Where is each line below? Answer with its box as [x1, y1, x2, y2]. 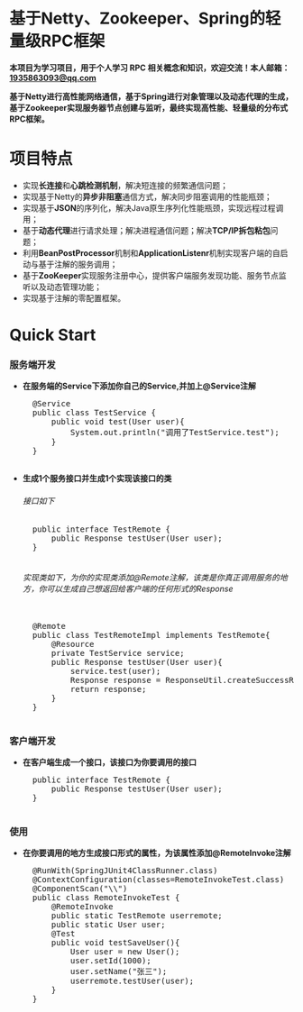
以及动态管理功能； [30, 281, 102, 292]
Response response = [70, 675, 161, 685]
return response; [70, 684, 147, 694]
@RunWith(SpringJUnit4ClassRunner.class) [32, 866, 218, 876]
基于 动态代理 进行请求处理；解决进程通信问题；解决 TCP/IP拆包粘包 [22, 224, 271, 235]
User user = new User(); [70, 947, 180, 957]
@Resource [50, 639, 95, 649]
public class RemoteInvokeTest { [32, 893, 180, 903]
